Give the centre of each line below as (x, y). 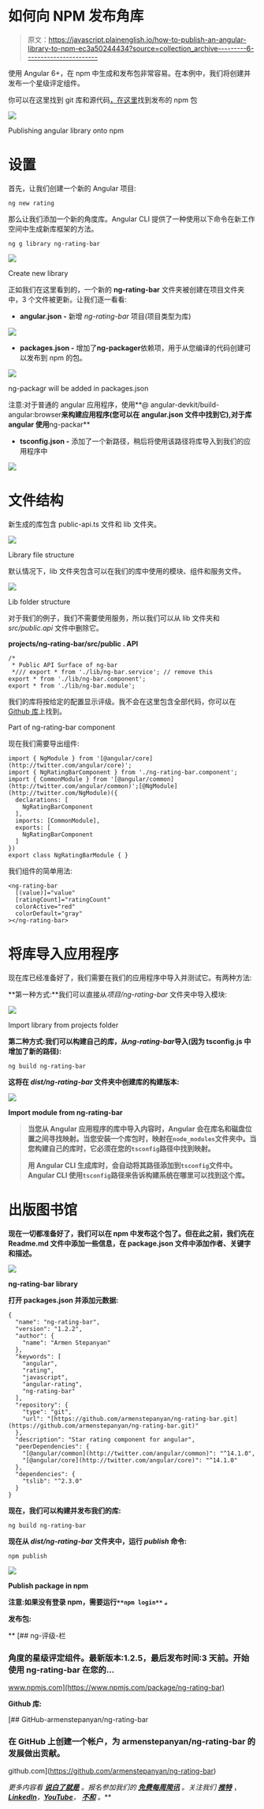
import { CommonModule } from (58, 779)
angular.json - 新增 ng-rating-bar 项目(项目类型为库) (105, 316)
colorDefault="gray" (49, 914)
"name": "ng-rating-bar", (58, 1322)
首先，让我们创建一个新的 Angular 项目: (72, 188)
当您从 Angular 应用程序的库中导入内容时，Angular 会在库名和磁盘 (136, 1129)
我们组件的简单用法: (41, 871)
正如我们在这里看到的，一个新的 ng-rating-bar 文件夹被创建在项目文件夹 (126, 289)
